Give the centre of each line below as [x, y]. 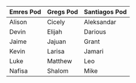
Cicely [56, 22]
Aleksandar [100, 22]
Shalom [58, 71]
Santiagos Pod [106, 12]
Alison [18, 22]
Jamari [94, 51]
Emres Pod [25, 12]
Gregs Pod [63, 12]
